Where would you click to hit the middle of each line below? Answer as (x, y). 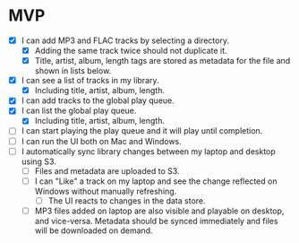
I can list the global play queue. (79, 111)
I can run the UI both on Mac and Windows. (102, 141)
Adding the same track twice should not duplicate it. (131, 51)
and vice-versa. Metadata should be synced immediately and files (156, 221)
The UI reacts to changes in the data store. (127, 200)
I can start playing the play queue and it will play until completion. (142, 131)
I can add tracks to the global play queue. (98, 100)
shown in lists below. (73, 71)
